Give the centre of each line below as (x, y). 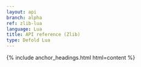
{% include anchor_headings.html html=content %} (71, 58)
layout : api (21, 12)
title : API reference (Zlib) (43, 35)
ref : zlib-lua (24, 23)
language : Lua (24, 29)
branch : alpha (24, 18)
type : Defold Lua (28, 40)
